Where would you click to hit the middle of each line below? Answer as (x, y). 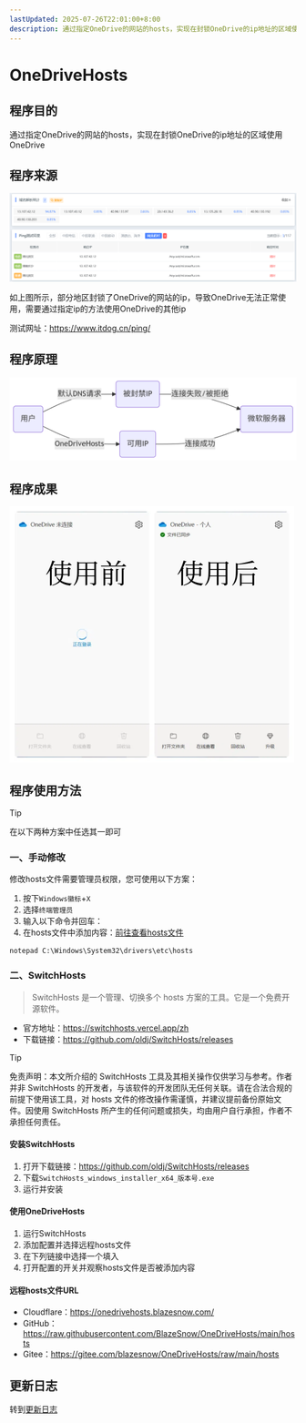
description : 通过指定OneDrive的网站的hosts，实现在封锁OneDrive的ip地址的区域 (151, 29)
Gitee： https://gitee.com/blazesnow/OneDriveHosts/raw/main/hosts (151, 1354)
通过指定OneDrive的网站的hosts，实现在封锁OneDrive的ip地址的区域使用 (146, 134)
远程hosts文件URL (44, 1290)
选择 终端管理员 (48, 910)
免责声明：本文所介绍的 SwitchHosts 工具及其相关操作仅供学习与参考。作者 (151, 1076)
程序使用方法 (46, 791)
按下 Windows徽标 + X (56, 899)
